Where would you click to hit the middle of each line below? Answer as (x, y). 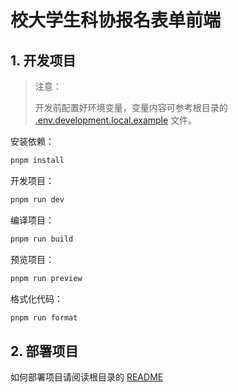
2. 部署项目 (44, 351)
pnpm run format (44, 317)
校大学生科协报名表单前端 (116, 20)
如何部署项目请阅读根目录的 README (87, 377)
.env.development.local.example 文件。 (116, 120)
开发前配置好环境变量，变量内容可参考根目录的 (131, 107)
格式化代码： (36, 298)
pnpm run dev (37, 199)
